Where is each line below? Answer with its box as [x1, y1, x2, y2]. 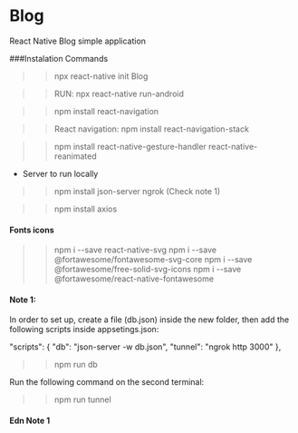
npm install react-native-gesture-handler [53, 141, 207, 152]
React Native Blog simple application [9, 35, 147, 46]
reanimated [53, 151, 97, 162]
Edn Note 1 [9, 415, 51, 426]
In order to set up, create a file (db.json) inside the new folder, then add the [9, 314, 290, 325]
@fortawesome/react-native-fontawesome [53, 273, 215, 284]
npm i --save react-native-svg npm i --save [53, 244, 217, 255]
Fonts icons [9, 224, 54, 235]
